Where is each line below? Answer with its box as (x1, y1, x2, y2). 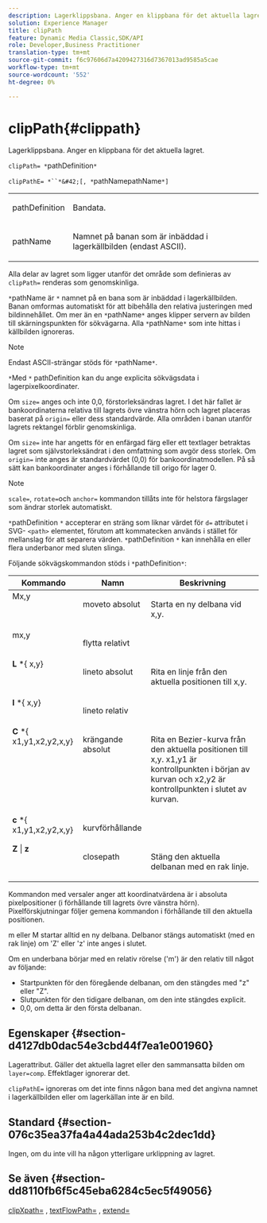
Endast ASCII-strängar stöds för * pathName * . (8, 358, 158, 367)
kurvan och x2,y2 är (150, 774, 226, 785)
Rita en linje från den (150, 666, 228, 678)
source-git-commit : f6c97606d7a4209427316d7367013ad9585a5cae (8, 56, 219, 64)
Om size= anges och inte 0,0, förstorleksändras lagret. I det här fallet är (8, 397, 242, 406)
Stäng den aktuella (150, 852, 221, 863)
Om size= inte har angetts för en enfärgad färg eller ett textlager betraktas (8, 438, 251, 448)
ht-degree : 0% (8, 78, 56, 86)
